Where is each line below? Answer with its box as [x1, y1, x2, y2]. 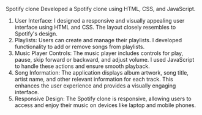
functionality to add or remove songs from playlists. [14, 43, 145, 50]
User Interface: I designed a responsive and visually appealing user [14, 17, 185, 24]
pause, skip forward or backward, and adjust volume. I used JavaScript [14, 56, 195, 63]
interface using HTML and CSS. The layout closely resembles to [14, 24, 176, 31]
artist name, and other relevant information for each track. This [14, 76, 173, 83]
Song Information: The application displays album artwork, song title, [14, 69, 189, 76]
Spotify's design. [14, 30, 58, 37]
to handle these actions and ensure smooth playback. [14, 62, 151, 70]
